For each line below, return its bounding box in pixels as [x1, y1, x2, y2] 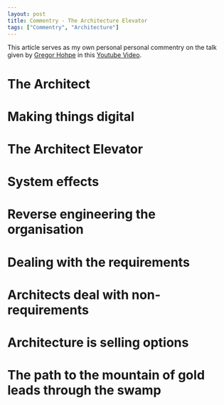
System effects [7, 174, 100, 190]
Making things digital [7, 108, 135, 125]
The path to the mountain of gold [7, 367, 205, 384]
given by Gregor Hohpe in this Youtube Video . [7, 51, 142, 59]
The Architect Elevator [7, 140, 144, 157]
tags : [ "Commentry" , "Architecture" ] [7, 24, 119, 31]
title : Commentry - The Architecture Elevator [7, 17, 148, 24]
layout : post [7, 10, 46, 18]
